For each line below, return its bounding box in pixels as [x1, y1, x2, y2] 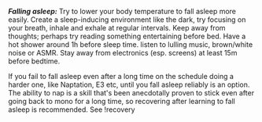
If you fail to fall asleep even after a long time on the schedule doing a [8, 72, 234, 81]
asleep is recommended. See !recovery [8, 105, 135, 114]
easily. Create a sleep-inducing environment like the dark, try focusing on [8, 15, 246, 24]
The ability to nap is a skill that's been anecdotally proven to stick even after [8, 88, 254, 97]
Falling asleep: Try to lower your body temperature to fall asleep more [8, 7, 237, 16]
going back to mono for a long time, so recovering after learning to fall [8, 97, 236, 106]
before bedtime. [8, 56, 61, 66]
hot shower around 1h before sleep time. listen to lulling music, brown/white [8, 40, 253, 49]
